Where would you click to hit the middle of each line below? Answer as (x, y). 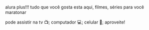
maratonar (16, 12)
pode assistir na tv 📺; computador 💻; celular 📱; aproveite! (65, 22)
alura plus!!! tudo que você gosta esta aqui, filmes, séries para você (75, 7)
